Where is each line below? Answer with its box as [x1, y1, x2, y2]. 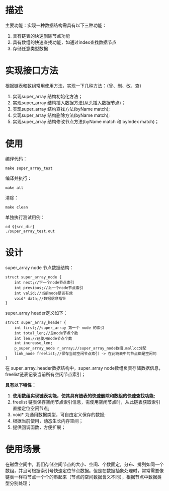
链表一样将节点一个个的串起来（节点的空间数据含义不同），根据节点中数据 [5, 474, 157, 480]
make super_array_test [5, 166, 53, 171]
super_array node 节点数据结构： [5, 264, 74, 270]
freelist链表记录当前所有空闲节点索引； [5, 371, 86, 377]
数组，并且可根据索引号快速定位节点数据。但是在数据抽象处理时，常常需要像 [5, 467, 164, 473]
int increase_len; [14, 340, 53, 345]
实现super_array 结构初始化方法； [12, 93, 83, 99]
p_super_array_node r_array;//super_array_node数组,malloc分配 [14, 345, 147, 350]
